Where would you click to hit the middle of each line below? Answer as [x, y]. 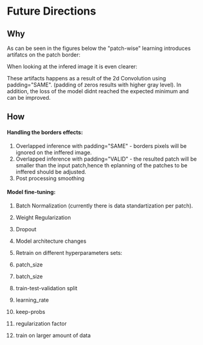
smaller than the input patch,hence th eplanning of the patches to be [101, 165]
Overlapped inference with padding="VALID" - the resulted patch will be [106, 159]
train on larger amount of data [53, 335]
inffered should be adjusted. [51, 172]
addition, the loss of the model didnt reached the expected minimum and [98, 91]
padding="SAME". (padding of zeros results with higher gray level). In [94, 85]
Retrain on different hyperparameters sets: [69, 253]
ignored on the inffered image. [53, 152]
